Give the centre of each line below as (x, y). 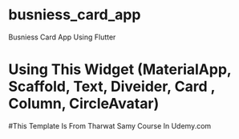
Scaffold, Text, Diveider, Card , (111, 87)
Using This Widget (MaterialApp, (120, 69)
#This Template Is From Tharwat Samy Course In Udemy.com (110, 125)
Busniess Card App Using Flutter (62, 37)
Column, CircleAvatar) (84, 104)
